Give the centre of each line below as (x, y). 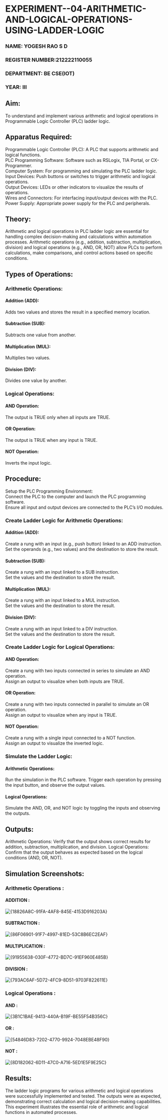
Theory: (18, 219)
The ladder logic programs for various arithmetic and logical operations (79, 1091)
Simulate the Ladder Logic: (39, 756)
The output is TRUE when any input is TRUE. (51, 440)
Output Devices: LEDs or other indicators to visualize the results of (74, 187)
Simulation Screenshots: (45, 874)
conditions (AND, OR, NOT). (34, 858)
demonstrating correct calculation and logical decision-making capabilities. (83, 1101)
